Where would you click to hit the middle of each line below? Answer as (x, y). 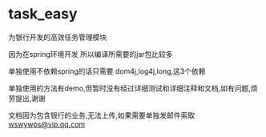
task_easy (43, 14)
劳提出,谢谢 (27, 98)
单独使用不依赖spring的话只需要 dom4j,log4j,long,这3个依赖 (107, 71)
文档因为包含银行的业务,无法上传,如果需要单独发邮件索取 (102, 115)
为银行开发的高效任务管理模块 (57, 37)
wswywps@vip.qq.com (47, 124)
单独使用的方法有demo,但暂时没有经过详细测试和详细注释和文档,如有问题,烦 (133, 88)
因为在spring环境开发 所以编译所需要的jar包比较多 (91, 54)
